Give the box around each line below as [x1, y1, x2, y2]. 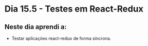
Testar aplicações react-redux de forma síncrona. [11, 35, 111, 41]
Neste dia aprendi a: [4, 23, 67, 31]
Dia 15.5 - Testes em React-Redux [4, 3, 144, 15]
